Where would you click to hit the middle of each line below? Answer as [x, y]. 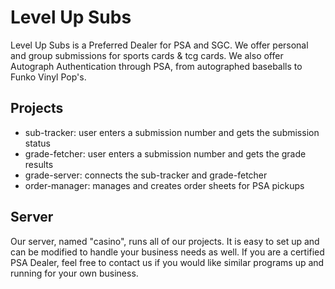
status [37, 143]
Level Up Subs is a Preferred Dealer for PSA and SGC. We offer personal [159, 45]
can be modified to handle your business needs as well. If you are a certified [167, 252]
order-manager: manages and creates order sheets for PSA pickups [164, 185]
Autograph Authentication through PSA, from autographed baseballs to [156, 66]
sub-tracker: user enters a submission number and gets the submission [172, 132]
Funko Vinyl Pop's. [48, 77]
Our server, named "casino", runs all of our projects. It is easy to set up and [165, 241]
